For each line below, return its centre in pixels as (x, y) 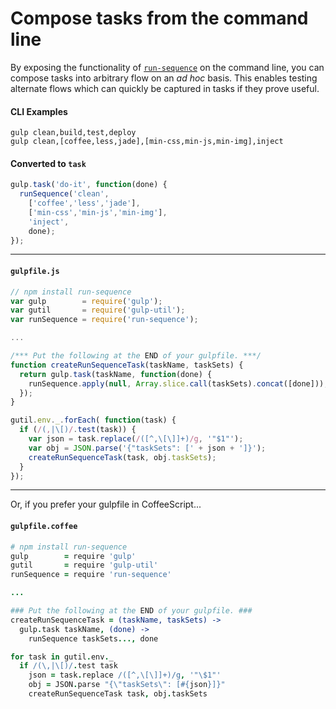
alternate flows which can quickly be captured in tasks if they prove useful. (165, 88)
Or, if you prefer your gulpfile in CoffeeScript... (106, 504)
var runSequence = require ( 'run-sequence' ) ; (104, 320)
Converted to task (48, 163)
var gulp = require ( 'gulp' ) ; (86, 301)
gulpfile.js (35, 272)
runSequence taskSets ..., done (93, 638)
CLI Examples (39, 111)
